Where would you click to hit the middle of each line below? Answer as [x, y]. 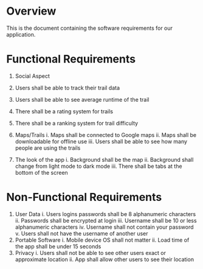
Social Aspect [33, 76]
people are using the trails [48, 148]
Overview [31, 11]
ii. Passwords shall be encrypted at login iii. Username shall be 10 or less [106, 220]
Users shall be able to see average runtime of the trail [82, 99]
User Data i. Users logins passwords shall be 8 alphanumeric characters [105, 214]
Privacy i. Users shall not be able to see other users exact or [90, 253]
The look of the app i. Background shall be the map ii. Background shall [104, 159]
